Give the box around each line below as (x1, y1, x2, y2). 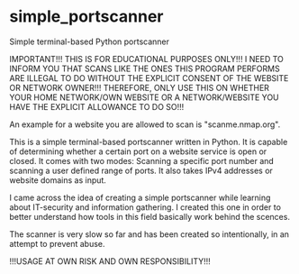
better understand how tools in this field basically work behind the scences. (9, 211, 291, 222)
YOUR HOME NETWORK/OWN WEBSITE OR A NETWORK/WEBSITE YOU (9, 92, 279, 103)
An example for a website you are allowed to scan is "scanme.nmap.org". (9, 119, 281, 130)
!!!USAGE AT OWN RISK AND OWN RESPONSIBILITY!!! (9, 255, 212, 267)
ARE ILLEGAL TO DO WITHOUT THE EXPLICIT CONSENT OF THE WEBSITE (9, 72, 289, 83)
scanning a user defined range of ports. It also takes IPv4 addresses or (9, 165, 273, 176)
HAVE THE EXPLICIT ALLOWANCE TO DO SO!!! (9, 101, 185, 112)
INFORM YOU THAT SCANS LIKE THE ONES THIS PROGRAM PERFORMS (9, 63, 281, 74)
